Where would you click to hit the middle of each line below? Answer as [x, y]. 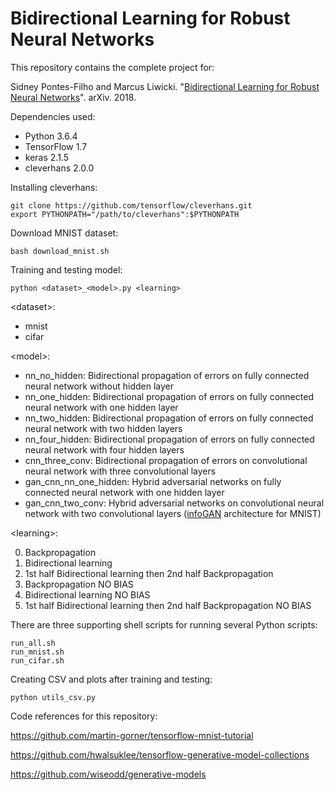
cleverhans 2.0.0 [59, 168]
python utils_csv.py [53, 697]
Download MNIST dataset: [64, 233]
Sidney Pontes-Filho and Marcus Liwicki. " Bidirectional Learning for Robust [165, 86]
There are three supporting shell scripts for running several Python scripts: [164, 624]
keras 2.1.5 [46, 157]
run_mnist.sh [37, 652]
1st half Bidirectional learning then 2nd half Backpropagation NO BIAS [168, 605]
